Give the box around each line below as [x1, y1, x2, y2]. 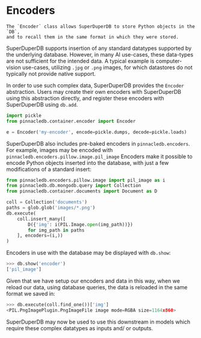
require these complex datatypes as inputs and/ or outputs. [6, 324, 153, 331]
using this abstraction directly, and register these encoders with [6, 94, 164, 102]
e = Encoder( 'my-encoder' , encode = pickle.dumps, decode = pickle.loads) [6, 129, 187, 135]
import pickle [6, 112, 42, 118]
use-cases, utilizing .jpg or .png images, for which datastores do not [22, 64, 193, 71]
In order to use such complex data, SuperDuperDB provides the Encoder [6, 82, 185, 89]
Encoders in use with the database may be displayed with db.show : [6, 249, 171, 256]
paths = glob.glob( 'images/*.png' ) [6, 205, 96, 211]
